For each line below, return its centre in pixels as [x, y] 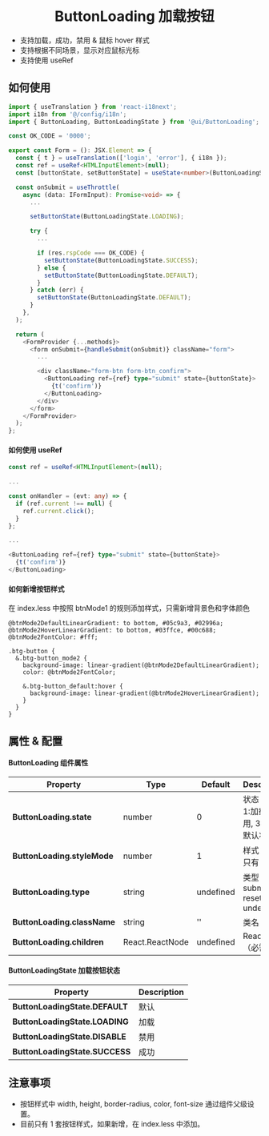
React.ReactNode [156, 941]
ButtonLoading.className [64, 921]
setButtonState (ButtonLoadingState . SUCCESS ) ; [121, 260]
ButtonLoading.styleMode [63, 856]
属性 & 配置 [36, 741]
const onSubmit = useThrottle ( [68, 187]
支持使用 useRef [46, 60]
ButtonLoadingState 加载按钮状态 [64, 970]
